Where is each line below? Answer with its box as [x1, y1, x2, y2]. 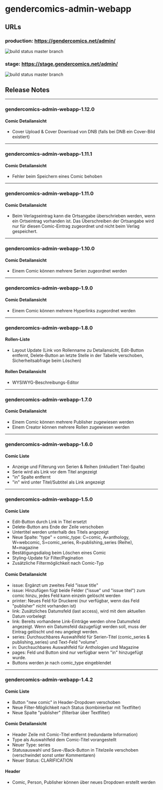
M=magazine [12, 545, 39, 551]
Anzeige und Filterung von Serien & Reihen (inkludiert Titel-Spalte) [12, 464, 146, 470]
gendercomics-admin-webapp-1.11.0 [5, 190, 94, 197]
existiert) [12, 134, 30, 140]
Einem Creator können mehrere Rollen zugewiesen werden [12, 424, 130, 430]
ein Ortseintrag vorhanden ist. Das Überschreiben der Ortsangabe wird [12, 218, 154, 224]
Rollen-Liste [5, 337, 30, 342]
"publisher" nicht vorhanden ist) [12, 603, 76, 609]
